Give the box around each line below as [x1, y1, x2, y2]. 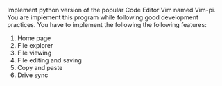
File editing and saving [17, 56, 82, 64]
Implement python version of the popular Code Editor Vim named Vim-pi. [7, 6, 216, 14]
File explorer [17, 42, 53, 49]
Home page [17, 34, 51, 42]
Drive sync [17, 71, 49, 79]
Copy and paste [17, 64, 63, 71]
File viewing [17, 49, 52, 57]
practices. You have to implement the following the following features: [7, 21, 207, 28]
